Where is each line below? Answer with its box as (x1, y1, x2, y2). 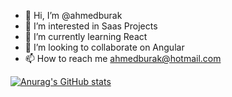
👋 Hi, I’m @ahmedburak (24, 10, 123, 21)
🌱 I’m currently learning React (24, 31, 148, 42)
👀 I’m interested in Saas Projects (24, 20, 158, 32)
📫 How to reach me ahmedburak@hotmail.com (24, 53, 222, 64)
